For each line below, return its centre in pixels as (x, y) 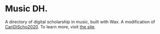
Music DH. (26, 9)
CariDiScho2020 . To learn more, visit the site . (50, 26)
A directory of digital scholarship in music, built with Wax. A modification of (80, 22)
